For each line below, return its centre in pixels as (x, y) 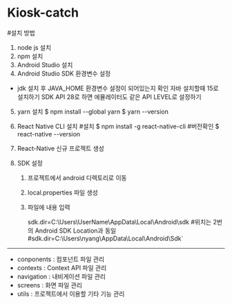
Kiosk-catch (43, 13)
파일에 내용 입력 (49, 207)
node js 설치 (34, 47)
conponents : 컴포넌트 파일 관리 (61, 259)
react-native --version (49, 134)
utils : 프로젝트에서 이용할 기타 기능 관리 (71, 294)
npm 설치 (30, 56)
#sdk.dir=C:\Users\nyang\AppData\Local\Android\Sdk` (105, 238)
